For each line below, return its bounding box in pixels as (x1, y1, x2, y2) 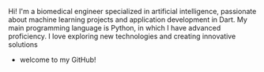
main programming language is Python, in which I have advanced (8, 23, 221, 32)
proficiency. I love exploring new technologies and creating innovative (8, 31, 236, 41)
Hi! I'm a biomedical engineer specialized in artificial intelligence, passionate (8, 7, 257, 16)
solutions (8, 40, 38, 49)
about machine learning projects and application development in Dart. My (8, 15, 247, 24)
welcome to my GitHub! (19, 55, 96, 64)
